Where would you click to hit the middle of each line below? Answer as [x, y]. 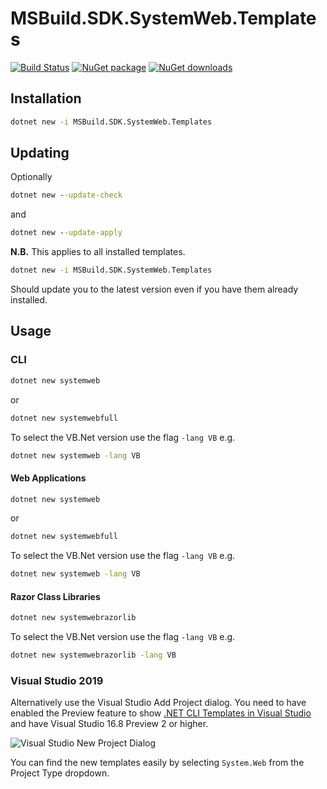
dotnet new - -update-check [66, 195]
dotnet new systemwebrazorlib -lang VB [93, 655]
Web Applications [48, 478]
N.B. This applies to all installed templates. [98, 252]
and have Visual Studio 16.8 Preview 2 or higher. [109, 724]
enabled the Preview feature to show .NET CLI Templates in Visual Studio [161, 713]
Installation [46, 98]
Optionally [31, 177]
